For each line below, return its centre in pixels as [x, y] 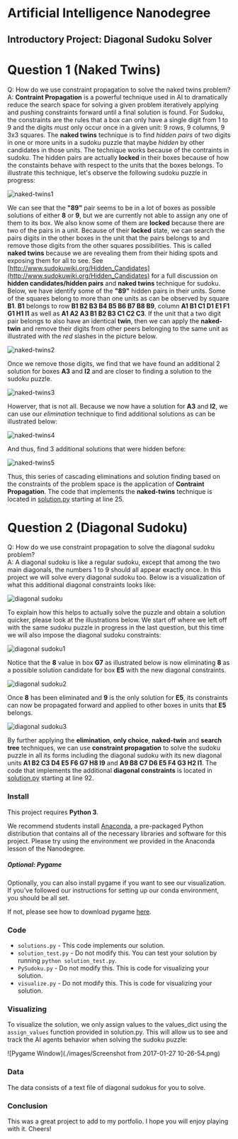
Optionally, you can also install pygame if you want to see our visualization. [117, 882]
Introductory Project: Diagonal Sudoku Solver [110, 39]
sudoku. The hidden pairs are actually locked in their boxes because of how [118, 157]
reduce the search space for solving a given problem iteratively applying [113, 104]
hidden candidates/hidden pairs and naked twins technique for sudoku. [114, 283]
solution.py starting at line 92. [51, 778]
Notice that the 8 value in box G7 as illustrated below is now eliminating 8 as [119, 663]
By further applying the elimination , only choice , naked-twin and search [114, 740]
